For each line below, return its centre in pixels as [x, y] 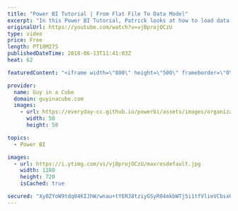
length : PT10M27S [33, 47]
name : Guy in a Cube [44, 92]
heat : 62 [20, 60]
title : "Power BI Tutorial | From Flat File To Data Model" [98, 14]
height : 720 [38, 177]
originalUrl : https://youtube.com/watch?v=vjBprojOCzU [90, 27]
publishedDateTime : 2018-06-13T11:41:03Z [69, 54]
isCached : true [42, 184]
